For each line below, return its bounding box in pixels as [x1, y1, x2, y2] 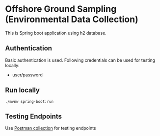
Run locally [5, 86, 40, 94]
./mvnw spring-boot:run [5, 99, 54, 104]
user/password [12, 72, 43, 78]
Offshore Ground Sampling [5, 3, 117, 15]
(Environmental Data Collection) [5, 14, 138, 25]
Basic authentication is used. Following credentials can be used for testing [5, 57, 156, 63]
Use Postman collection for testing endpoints [5, 125, 97, 131]
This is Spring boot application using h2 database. [5, 30, 107, 36]
